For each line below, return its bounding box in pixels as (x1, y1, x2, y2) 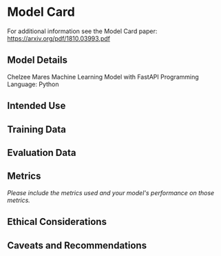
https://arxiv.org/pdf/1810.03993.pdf (7, 34, 110, 42)
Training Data (7, 124, 67, 135)
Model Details (7, 55, 67, 66)
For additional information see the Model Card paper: (7, 27, 158, 35)
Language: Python (7, 80, 60, 88)
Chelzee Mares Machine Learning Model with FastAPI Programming (7, 72, 200, 81)
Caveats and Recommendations (7, 239, 147, 251)
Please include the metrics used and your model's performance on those (7, 188, 215, 197)
